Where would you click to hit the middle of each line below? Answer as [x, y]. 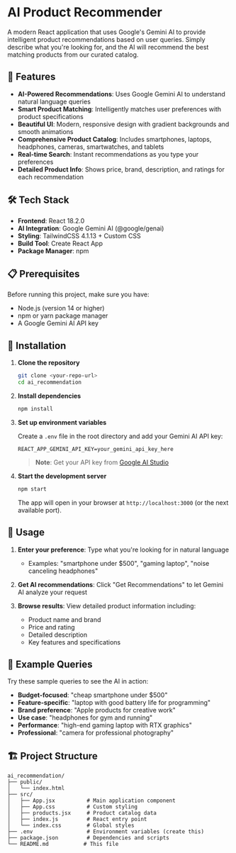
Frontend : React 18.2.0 [51, 221]
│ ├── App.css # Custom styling [73, 807]
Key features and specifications [74, 642]
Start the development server [62, 476]
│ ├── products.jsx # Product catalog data [82, 813]
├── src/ [20, 795]
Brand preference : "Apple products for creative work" [96, 710]
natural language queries [54, 101]
